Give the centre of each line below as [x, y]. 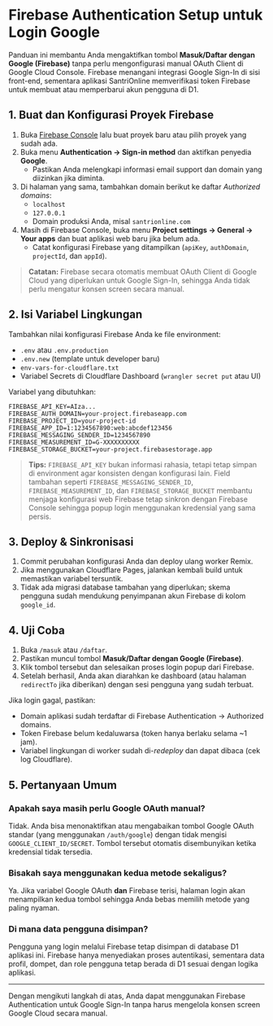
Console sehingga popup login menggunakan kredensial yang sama [142, 507]
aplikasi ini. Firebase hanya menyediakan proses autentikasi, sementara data [136, 955]
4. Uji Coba [37, 630]
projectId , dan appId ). [69, 256]
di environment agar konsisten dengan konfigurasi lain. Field [129, 473]
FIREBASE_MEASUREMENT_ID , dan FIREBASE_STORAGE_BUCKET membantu [141, 490]
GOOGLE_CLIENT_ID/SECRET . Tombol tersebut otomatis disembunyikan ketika [132, 843]
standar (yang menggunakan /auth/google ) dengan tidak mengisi [118, 834]
